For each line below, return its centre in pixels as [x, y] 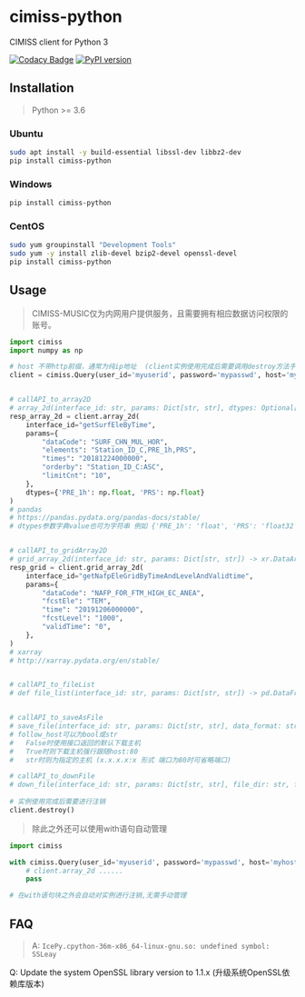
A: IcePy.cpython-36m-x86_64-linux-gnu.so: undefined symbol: [151, 946]
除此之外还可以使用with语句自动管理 [99, 828]
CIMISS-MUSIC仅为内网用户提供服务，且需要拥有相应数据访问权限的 [160, 313]
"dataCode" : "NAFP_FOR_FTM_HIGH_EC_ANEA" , [123, 593]
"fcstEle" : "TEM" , [77, 602]
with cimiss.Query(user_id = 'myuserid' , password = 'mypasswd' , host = [140, 862]
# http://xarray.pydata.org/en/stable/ [85, 661]
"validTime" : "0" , [77, 627]
